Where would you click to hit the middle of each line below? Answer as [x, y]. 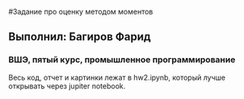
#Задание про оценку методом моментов [81, 12]
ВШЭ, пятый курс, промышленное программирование [122, 60]
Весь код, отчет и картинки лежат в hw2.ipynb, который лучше [117, 77]
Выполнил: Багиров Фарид [80, 37]
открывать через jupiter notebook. [67, 86]
